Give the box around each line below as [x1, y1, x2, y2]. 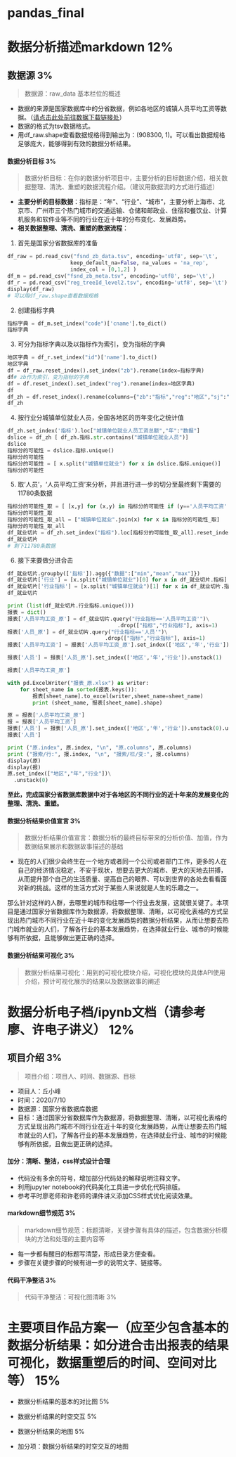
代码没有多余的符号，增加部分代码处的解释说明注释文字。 [17, 1174, 184, 1182]
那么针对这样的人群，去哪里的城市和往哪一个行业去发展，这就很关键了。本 [7, 899, 223, 907]
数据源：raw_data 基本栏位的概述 [24, 89, 121, 98]
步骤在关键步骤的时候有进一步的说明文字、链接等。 [17, 1258, 166, 1266]
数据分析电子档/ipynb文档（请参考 [7, 1004, 206, 1020]
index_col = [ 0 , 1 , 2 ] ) [70, 266, 137, 274]
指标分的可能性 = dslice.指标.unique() [7, 447, 114, 454]
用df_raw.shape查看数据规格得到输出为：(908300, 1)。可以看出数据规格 [17, 131, 226, 139]
